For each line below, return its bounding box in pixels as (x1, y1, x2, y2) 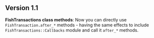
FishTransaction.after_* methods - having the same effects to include (5, 22, 149, 28)
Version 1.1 (5, 4, 38, 12)
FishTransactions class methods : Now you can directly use (5, 17, 127, 22)
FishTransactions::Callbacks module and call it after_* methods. (5, 27, 139, 33)
